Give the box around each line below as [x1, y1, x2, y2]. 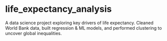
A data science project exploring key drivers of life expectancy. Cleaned [5, 20, 153, 26]
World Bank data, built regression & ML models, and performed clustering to [5, 25, 162, 31]
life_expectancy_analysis [5, 3, 112, 15]
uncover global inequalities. [5, 30, 62, 36]
